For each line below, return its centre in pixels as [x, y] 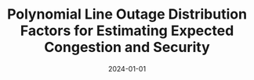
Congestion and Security [127, 47]
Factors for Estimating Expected [127, 31]
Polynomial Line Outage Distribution [127, 14]
